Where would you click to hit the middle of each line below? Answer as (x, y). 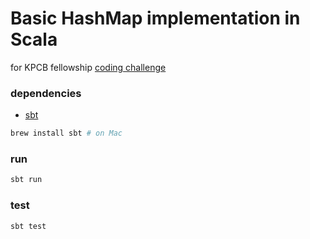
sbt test (28, 226)
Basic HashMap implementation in (155, 18)
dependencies (46, 93)
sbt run (26, 180)
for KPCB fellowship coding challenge (88, 67)
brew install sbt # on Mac (66, 133)
